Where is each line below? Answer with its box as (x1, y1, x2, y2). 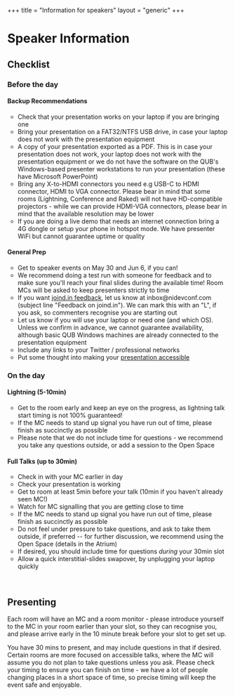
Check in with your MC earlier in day (17, 473, 123, 481)
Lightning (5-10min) (7, 388, 67, 396)
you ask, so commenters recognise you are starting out (17, 308, 177, 317)
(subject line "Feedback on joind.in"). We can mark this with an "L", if (17, 301, 217, 309)
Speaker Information (7, 31, 130, 46)
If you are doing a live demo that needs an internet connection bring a (17, 217, 220, 225)
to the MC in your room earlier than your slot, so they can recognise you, (7, 622, 217, 631)
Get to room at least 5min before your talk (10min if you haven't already (17, 487, 223, 496)
